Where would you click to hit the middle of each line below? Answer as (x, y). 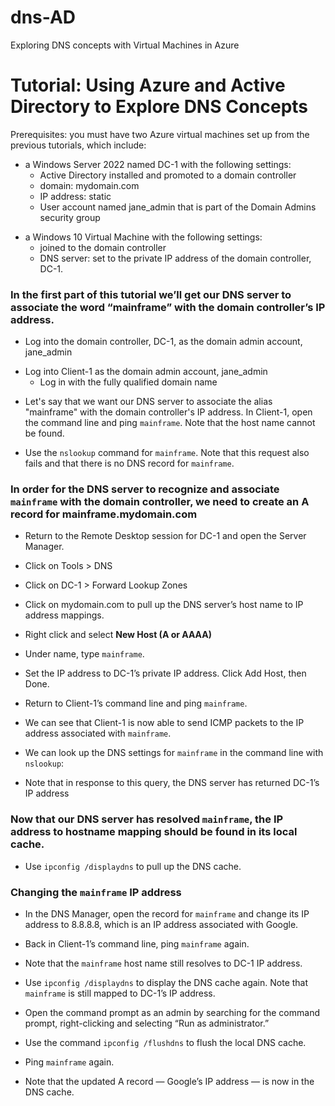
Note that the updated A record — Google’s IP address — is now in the (169, 1082)
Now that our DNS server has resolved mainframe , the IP (147, 819)
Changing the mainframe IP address (96, 892)
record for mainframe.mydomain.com (104, 514)
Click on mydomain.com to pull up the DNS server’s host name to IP (164, 605)
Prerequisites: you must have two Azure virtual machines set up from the (160, 134)
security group (70, 217)
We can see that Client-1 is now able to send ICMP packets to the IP (164, 723)
